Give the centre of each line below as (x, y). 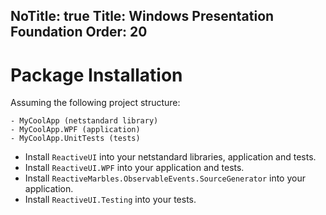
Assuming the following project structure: (95, 103)
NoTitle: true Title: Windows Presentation (142, 16)
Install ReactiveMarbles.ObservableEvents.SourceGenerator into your (165, 178)
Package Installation (96, 75)
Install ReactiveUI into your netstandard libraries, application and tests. (170, 157)
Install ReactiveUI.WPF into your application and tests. (134, 168)
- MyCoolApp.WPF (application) (75, 130)
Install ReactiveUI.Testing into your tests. (110, 200)
